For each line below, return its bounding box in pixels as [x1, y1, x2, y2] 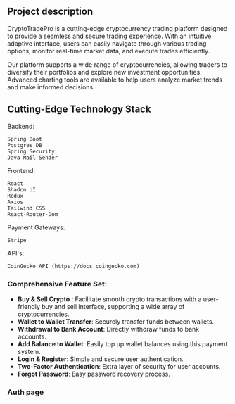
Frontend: [7, 166, 36, 175]
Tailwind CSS [7, 204, 46, 212]
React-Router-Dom [7, 210, 58, 217]
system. [17, 347, 41, 355]
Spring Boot [7, 135, 42, 143]
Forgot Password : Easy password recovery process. [17, 370, 170, 378]
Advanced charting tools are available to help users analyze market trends [7, 75, 223, 84]
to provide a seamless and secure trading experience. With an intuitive [7, 32, 212, 40]
